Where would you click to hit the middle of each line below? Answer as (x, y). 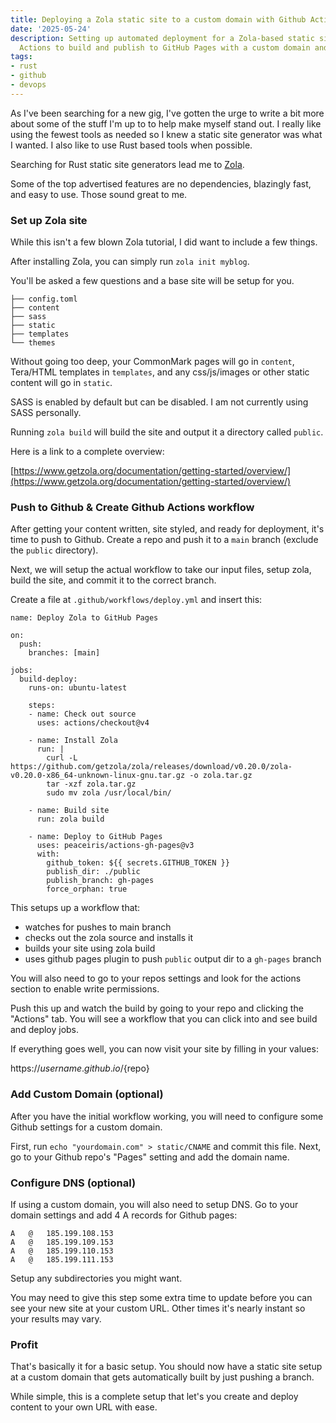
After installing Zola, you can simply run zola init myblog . (130, 262)
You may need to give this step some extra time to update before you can (161, 1297)
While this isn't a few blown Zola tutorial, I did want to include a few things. (164, 242)
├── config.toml (44, 299)
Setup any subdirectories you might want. (96, 1278)
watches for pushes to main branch (98, 927)
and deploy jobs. (45, 1030)
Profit (24, 1344)
